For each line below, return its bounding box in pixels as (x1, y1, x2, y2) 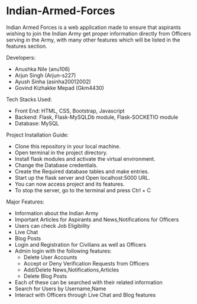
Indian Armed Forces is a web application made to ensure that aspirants (6, 24, 182, 31)
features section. (6, 43, 47, 50)
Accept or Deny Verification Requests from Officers (23, 260, 149, 267)
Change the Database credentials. (14, 161, 98, 169)
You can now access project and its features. (14, 180, 125, 187)
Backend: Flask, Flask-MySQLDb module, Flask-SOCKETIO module (14, 114, 179, 121)
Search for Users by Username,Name (14, 285, 106, 292)
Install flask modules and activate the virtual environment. (14, 155, 156, 162)
